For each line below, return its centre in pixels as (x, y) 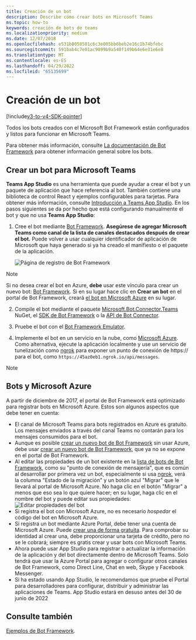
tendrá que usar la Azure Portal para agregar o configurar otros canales (101, 561)
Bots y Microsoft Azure (49, 386)
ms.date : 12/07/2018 (31, 39)
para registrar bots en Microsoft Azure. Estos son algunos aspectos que (93, 407)
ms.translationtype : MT (35, 55)
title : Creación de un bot (39, 11)
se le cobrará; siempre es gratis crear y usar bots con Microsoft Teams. (101, 542)
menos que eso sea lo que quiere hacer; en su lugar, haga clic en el (96, 493)
